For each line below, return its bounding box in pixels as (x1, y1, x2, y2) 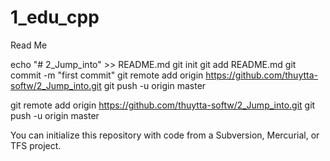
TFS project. (10, 139, 62, 151)
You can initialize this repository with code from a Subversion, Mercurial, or (10, 129, 320, 141)
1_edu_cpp (10, 6, 100, 29)
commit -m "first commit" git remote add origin (10, 69, 204, 81)
